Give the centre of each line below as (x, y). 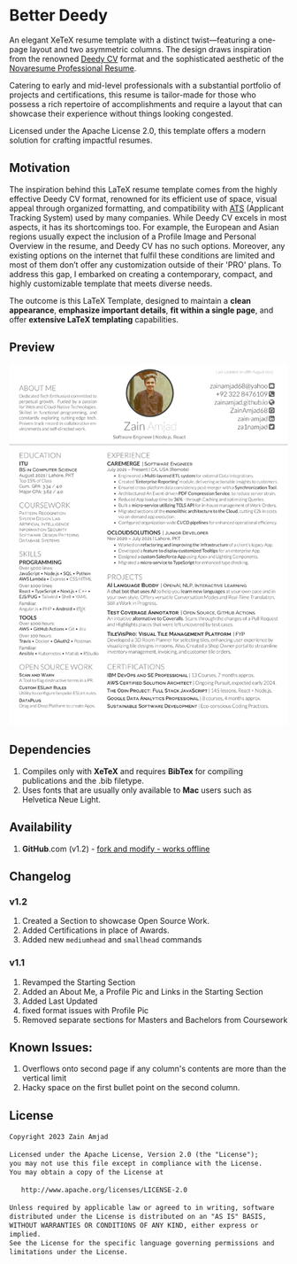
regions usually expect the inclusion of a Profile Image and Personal (133, 237)
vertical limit (44, 1078)
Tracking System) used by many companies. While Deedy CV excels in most (148, 217)
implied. (25, 1235)
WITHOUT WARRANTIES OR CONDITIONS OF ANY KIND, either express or (134, 1226)
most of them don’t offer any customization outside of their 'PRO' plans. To (145, 264)
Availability (41, 828)
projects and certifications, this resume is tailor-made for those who (133, 95)
